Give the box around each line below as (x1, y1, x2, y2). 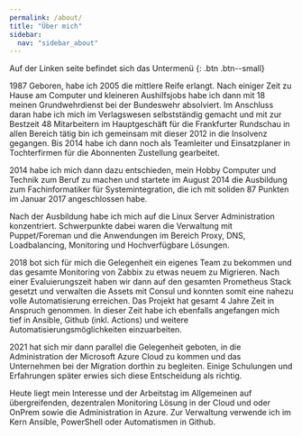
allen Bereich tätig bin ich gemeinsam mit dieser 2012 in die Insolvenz (9, 128, 268, 140)
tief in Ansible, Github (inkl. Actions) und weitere (9, 314, 189, 325)
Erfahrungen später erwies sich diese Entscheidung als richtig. (9, 370, 243, 381)
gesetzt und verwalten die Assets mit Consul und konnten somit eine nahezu (9, 286, 294, 297)
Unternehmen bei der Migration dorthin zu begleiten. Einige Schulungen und (9, 361, 293, 372)
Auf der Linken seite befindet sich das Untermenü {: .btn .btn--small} (9, 63, 266, 74)
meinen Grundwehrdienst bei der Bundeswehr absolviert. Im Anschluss (9, 100, 274, 111)
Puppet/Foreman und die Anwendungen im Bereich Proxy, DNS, (9, 231, 246, 241)
